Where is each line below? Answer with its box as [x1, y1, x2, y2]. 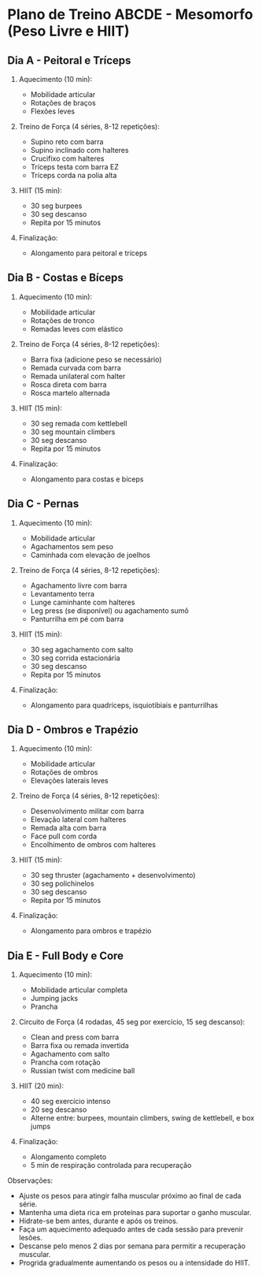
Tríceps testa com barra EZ [30, 162, 120, 171]
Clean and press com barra [30, 1032, 120, 1042]
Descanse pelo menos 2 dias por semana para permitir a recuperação [18, 1241, 245, 1251]
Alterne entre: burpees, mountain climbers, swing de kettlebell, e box [30, 1113, 255, 1123]
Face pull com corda [30, 831, 98, 841]
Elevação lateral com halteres [30, 815, 127, 824]
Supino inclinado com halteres [30, 146, 129, 154]
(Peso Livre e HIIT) [7, 22, 131, 40]
